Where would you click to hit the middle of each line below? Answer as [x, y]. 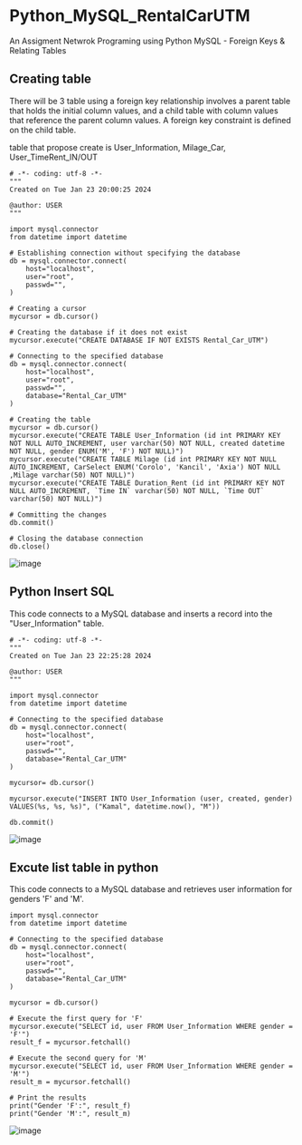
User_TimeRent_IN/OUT [53, 157]
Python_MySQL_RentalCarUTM [130, 16]
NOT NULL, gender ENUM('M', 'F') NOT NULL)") [96, 451]
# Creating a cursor [48, 308]
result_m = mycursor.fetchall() [70, 1082]
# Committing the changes [58, 514]
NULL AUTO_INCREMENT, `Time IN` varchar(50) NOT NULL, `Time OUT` [137, 490]
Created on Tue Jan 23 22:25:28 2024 [80, 655]
